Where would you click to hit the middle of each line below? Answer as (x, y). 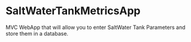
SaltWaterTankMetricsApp (73, 11)
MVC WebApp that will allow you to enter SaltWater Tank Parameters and (95, 27)
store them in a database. (37, 33)
